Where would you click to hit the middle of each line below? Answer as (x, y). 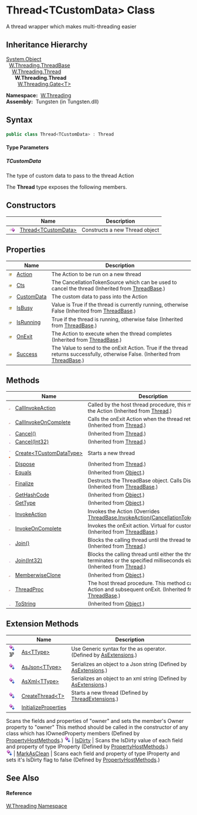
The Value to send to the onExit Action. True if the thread (120, 348)
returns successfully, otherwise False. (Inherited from (116, 354)
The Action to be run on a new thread (97, 274)
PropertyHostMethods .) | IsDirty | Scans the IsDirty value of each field (94, 740)
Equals (23, 472)
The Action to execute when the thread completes (112, 333)
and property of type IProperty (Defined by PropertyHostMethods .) (87, 746)
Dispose (25, 464)
